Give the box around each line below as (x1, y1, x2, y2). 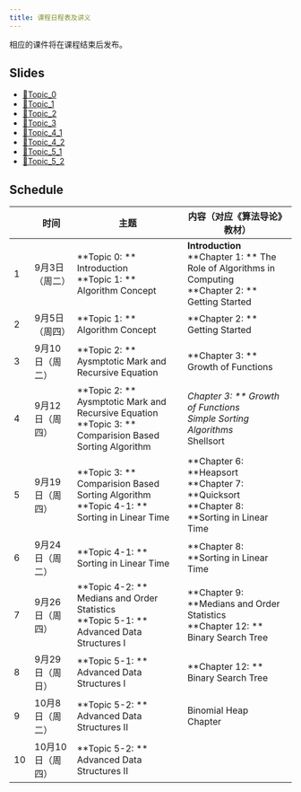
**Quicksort (186, 488, 240, 501)
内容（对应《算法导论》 (187, 210, 287, 223)
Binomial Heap (186, 704, 249, 717)
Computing (186, 273, 235, 286)
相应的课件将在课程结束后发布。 (9, 39, 127, 49)
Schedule (9, 181, 64, 198)
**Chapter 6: (186, 455, 245, 468)
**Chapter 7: (186, 478, 245, 490)
